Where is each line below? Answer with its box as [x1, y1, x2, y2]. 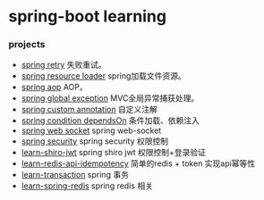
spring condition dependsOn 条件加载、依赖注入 [21, 115, 200, 126]
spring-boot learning [8, 6, 167, 27]
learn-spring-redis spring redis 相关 [21, 180, 154, 191]
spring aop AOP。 [21, 82, 88, 93]
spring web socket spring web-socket [21, 125, 162, 136]
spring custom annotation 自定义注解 [21, 104, 158, 115]
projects [8, 38, 46, 51]
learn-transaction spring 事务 [21, 170, 129, 180]
